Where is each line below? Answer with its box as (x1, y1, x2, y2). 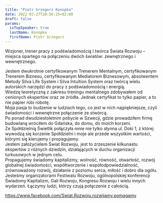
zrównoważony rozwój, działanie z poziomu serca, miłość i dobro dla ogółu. (5, 167, 158, 173)
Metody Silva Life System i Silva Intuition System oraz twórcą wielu (5, 78, 140, 84)
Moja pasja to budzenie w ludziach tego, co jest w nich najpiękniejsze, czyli (5, 104, 158, 111)
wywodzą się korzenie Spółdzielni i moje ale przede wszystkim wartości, (5, 131, 152, 137)
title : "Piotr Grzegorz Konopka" (5, 7, 73, 12)
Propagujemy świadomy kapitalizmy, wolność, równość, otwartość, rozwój (5, 157, 155, 163)
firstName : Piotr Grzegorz (9, 35, 65, 40)
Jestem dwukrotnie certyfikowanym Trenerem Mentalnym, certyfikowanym (5, 68, 157, 74)
